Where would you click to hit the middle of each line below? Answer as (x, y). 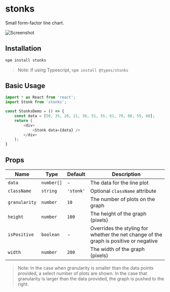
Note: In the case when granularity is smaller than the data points (86, 268)
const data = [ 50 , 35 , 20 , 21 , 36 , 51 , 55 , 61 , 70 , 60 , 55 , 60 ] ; (85, 116)
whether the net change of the (126, 235)
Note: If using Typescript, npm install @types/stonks (73, 70)
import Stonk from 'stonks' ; (36, 102)
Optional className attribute (123, 191)
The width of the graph (118, 249)
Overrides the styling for (119, 228)
